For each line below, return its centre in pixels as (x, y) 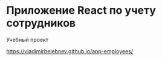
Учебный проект (27, 39)
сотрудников (41, 23)
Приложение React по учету (81, 10)
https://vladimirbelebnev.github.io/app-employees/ (70, 51)
